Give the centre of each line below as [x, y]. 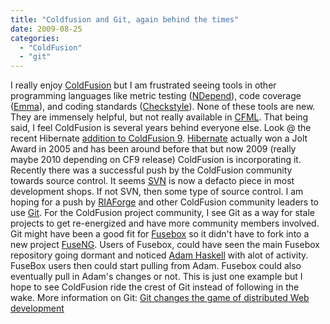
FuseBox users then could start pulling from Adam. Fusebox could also [156, 266]
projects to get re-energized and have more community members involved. [165, 223]
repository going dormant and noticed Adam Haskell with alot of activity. [159, 255]
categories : [35, 38]
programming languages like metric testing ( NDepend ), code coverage [156, 96]
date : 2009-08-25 [46, 29]
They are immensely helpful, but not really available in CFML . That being [159, 117]
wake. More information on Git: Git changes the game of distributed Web [160, 298]
